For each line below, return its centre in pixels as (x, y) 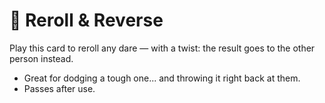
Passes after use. (59, 88)
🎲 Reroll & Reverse (86, 20)
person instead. (41, 58)
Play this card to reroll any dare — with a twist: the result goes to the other (162, 48)
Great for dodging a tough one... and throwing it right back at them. (162, 78)
